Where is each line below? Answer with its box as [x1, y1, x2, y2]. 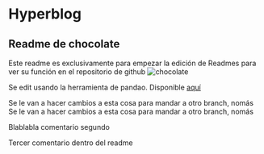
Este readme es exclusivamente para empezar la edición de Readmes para [8, 58, 257, 68]
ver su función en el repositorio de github [8, 67, 146, 77]
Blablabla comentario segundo [8, 123, 111, 131]
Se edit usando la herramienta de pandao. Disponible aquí [8, 82, 202, 92]
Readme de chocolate [8, 37, 120, 51]
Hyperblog [8, 5, 82, 23]
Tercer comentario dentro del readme [8, 138, 133, 148]
